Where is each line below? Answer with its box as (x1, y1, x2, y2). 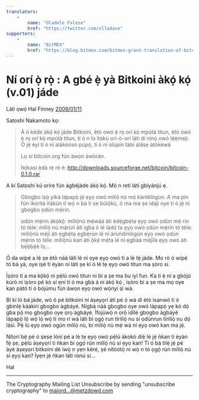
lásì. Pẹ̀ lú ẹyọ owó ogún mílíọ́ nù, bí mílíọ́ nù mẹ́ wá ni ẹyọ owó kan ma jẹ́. (6, 322, 186, 329)
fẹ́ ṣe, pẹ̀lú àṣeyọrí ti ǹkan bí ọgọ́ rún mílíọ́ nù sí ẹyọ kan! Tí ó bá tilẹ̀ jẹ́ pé (6, 339, 184, 347)
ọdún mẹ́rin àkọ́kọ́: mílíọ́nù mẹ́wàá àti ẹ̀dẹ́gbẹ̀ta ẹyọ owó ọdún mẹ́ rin (20, 218, 190, 225)
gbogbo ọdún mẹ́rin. (20, 206, 71, 213)
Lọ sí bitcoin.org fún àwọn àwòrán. (20, 152, 105, 159)
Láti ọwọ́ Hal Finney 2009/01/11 (6, 105, 82, 112)
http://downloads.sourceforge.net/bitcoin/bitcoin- (67, 164, 189, 171)
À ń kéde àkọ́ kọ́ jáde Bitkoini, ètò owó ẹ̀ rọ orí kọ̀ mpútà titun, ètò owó (20, 128, 191, 136)
